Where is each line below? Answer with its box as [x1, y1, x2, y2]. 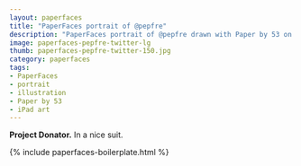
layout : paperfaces [9, 13, 83, 22]
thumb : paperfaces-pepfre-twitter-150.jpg [9, 47, 171, 56]
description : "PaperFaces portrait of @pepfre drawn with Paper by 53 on [9, 30, 293, 39]
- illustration [9, 88, 67, 97]
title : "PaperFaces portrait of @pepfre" [9, 22, 168, 31]
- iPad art [9, 105, 50, 114]
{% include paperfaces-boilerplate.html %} [9, 147, 169, 158]
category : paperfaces [9, 55, 91, 64]
